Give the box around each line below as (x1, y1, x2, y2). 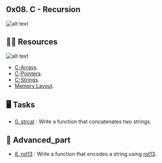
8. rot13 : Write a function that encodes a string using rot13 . (14, 151, 157, 158)
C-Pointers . (14, 70, 43, 77)
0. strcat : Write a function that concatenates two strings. (14, 118, 152, 125)
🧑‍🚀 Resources (6, 37, 58, 47)
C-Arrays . (14, 63, 38, 70)
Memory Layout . (14, 82, 54, 89)
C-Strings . (14, 76, 40, 83)
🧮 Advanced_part (6, 135, 71, 145)
